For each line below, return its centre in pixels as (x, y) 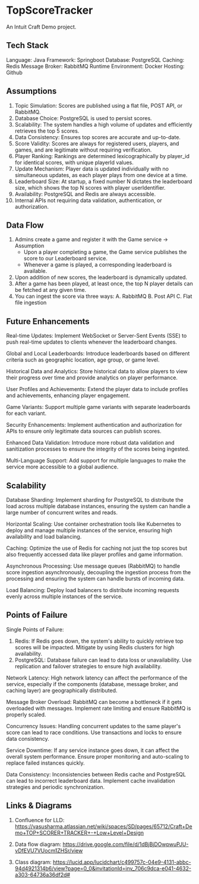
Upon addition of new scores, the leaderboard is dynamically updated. (101, 278)
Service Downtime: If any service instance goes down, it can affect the (93, 750)
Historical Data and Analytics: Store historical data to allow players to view (97, 372)
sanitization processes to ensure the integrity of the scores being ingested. (98, 449)
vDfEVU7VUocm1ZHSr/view (49, 850)
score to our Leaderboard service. (66, 259)
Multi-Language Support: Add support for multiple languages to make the (96, 461)
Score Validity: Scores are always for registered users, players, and (97, 143)
